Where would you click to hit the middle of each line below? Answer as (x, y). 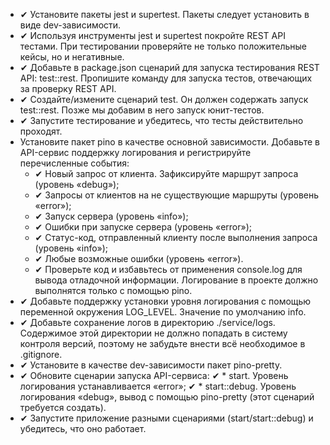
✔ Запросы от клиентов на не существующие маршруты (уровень (177, 195)
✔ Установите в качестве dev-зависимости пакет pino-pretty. (151, 365)
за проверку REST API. (68, 88)
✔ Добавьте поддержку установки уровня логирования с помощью (165, 301)
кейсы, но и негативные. (72, 57)
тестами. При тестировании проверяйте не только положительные (163, 46)
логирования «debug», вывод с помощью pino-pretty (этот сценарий (167, 397)
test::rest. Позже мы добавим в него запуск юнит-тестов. (142, 110)
